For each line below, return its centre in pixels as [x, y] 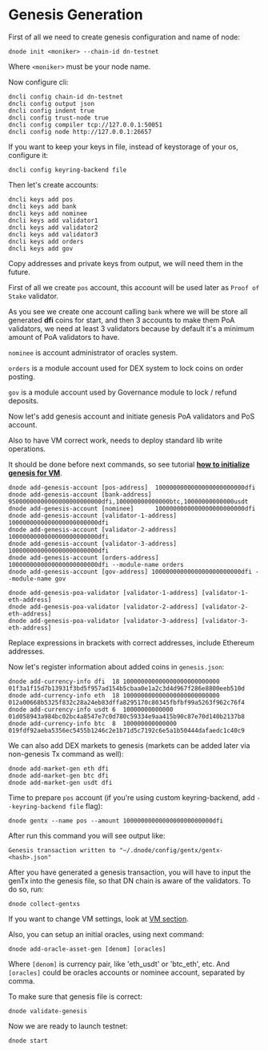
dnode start [28, 1041]
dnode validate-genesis [48, 1011]
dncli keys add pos [41, 199]
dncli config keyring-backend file [68, 170]
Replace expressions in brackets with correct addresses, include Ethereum [131, 642]
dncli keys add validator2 [53, 227]
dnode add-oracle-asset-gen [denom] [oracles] [87, 949]
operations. [27, 449]
